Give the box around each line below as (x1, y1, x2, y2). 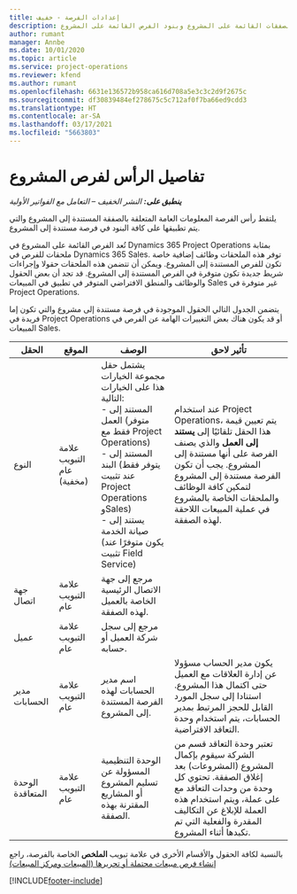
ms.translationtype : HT (9, 104, 97, 113)
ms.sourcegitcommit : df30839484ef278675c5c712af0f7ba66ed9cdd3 (9, 95, 247, 105)
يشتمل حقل (101, 358, 146, 370)
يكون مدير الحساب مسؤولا (173, 657, 274, 669)
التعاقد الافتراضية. (173, 723, 240, 735)
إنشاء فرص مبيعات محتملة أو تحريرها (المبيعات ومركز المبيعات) (9, 858, 217, 868)
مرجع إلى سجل (101, 619, 159, 632)
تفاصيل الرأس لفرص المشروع (9, 167, 205, 187)
